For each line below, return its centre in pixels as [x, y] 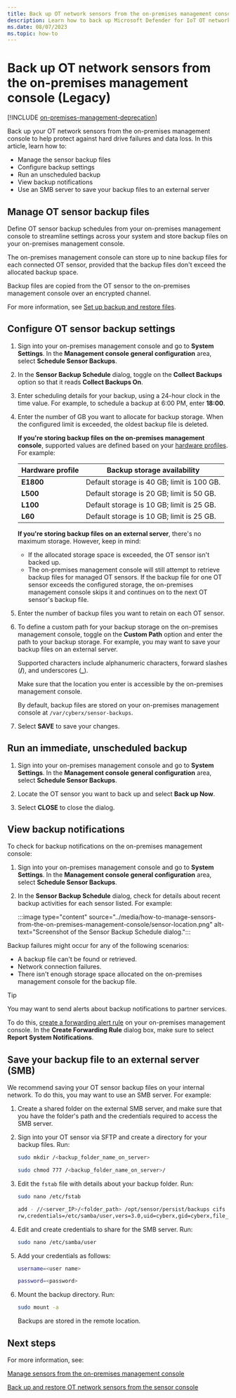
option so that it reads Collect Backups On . [80, 382]
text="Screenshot [43, 932]
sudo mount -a [38, 1308]
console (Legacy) [59, 98]
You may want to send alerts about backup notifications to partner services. [117, 1009]
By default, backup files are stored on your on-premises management [118, 705]
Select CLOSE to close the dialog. [66, 807]
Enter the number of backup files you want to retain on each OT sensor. [121, 613]
